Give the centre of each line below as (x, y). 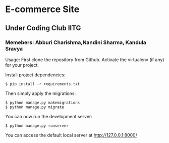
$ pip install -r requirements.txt (43, 84)
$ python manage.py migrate (35, 107)
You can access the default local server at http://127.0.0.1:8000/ (71, 135)
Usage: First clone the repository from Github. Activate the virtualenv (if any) (85, 60)
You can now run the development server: (49, 116)
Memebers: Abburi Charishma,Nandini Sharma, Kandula (76, 42)
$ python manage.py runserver (37, 126)
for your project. (22, 65)
